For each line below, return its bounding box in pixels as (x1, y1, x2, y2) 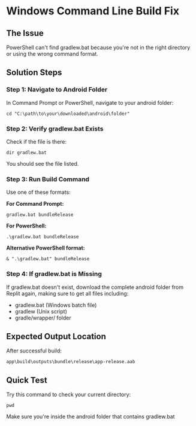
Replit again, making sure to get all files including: (6, 290, 129, 297)
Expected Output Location (6, 331, 107, 342)
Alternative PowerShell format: (6, 244, 85, 252)
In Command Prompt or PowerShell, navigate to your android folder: (6, 99, 174, 106)
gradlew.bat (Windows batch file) (14, 301, 97, 309)
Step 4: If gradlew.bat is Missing (6, 270, 102, 278)
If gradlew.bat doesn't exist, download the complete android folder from (6, 283, 184, 291)
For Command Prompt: (6, 200, 64, 208)
